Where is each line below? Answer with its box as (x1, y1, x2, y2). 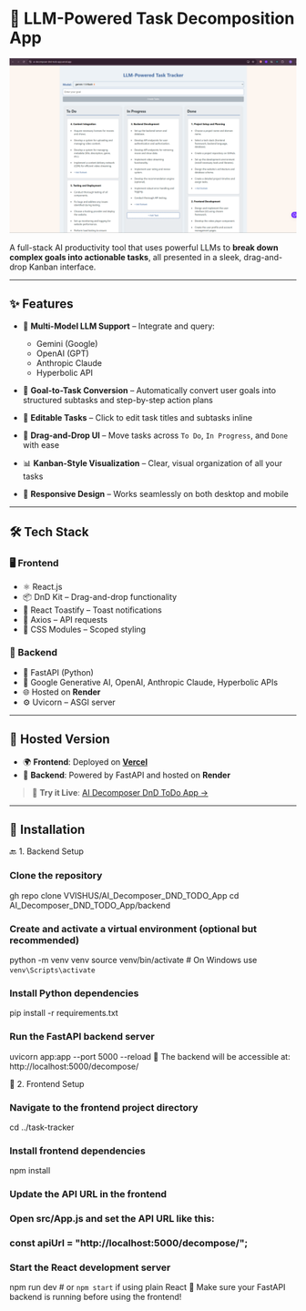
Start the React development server (9, 1261, 171, 1274)
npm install (9, 1165, 51, 1176)
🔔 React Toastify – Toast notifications (22, 605, 162, 615)
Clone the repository (9, 869, 103, 882)
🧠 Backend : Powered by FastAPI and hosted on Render (22, 769, 230, 780)
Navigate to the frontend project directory (9, 1101, 199, 1113)
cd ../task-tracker (9, 1122, 75, 1133)
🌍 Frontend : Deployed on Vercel (22, 756, 148, 767)
